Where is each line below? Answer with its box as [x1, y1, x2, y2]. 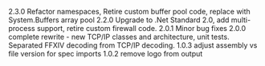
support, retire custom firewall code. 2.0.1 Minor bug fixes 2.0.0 [36, 24, 247, 33]
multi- [230, 15, 251, 25]
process [8, 24, 35, 33]
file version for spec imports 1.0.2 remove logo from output [8, 49, 203, 58]
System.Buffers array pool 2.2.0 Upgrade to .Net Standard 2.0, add [8, 15, 230, 25]
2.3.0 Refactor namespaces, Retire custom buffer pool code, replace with [8, 7, 251, 16]
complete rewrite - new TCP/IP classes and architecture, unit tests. [8, 32, 230, 41]
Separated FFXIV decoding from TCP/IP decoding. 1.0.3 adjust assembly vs [8, 41, 258, 50]
